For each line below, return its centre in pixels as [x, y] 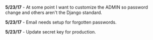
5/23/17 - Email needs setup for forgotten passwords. [61, 22]
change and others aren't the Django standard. [54, 12]
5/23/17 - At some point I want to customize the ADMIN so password [77, 7]
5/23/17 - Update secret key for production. [51, 32]
